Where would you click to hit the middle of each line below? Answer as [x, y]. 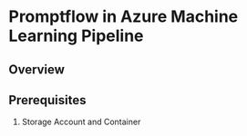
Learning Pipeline [76, 36]
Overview [37, 69]
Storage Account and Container [81, 122]
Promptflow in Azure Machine [123, 17]
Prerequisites [47, 100]
